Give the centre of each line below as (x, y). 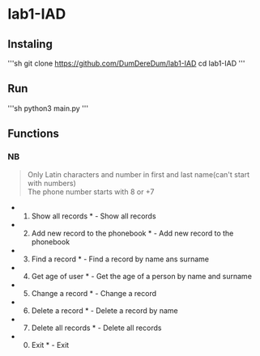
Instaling (30, 44)
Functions (34, 134)
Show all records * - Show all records (94, 216)
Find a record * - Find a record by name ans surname (120, 259)
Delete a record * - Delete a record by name (105, 310)
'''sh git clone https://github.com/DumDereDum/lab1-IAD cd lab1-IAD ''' (126, 63)
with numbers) (51, 183)
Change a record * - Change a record (94, 293)
